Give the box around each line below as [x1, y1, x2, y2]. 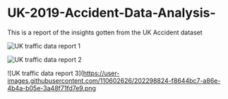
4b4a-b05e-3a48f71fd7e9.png [7, 84, 97, 92]
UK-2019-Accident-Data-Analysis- [7, 5, 216, 21]
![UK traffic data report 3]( [7, 69, 83, 77]
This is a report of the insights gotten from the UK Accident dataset [7, 28, 203, 37]
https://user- [83, 69, 120, 77]
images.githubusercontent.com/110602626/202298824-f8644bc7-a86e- [7, 76, 221, 85]
